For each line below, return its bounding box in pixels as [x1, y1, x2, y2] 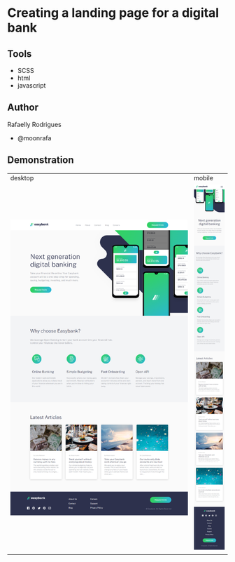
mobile [193, 174, 213, 182]
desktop [10, 174, 34, 182]
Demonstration [7, 154, 75, 166]
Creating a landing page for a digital [7, 5, 219, 21]
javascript [17, 81, 46, 89]
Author [7, 102, 38, 114]
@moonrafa [17, 133, 52, 142]
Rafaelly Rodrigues [7, 120, 62, 128]
